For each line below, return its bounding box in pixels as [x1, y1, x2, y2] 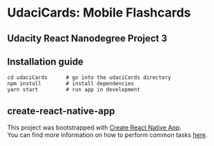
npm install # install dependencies [7, 80, 135, 87]
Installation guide [7, 55, 84, 67]
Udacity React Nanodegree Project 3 [7, 33, 168, 44]
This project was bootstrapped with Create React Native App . [7, 123, 182, 132]
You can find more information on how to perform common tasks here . [7, 131, 208, 139]
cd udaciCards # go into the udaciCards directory [7, 74, 171, 81]
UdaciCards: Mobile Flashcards [7, 5, 191, 21]
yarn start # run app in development [7, 86, 140, 93]
